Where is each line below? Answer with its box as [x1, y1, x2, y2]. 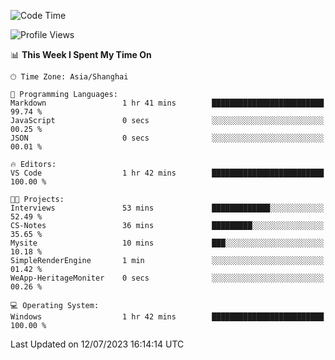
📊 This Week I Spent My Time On [10, 49, 152, 60]
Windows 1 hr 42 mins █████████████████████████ [10, 312, 325, 322]
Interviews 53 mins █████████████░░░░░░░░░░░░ [10, 203, 325, 213]
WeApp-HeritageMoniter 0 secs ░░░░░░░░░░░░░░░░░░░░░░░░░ [10, 273, 325, 283]
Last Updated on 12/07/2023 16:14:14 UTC [10, 338, 185, 350]
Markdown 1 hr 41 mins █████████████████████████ [10, 98, 325, 108]
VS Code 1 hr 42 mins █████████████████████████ [10, 168, 325, 178]
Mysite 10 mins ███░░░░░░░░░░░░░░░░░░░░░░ [10, 238, 325, 248]
